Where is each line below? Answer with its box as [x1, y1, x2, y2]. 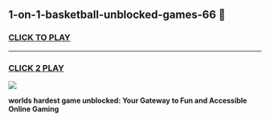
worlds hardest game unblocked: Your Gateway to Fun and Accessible [8, 96, 247, 105]
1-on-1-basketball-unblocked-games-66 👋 [8, 8, 227, 22]
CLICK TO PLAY [8, 32, 71, 43]
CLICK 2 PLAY [8, 62, 64, 73]
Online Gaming [8, 104, 59, 113]
